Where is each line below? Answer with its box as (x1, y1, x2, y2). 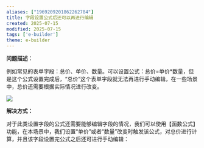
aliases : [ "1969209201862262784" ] (6, 9, 94, 15)
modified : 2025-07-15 (6, 26, 62, 32)
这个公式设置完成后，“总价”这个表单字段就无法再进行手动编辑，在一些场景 (11, 76, 198, 82)
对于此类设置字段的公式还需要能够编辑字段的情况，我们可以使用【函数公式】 (6, 120, 199, 127)
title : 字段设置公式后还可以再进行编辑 (6, 15, 94, 21)
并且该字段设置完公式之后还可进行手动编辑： (16, 135, 129, 143)
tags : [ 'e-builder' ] (6, 32, 59, 38)
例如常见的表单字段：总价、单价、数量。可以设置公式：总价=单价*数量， (6, 68, 189, 75)
